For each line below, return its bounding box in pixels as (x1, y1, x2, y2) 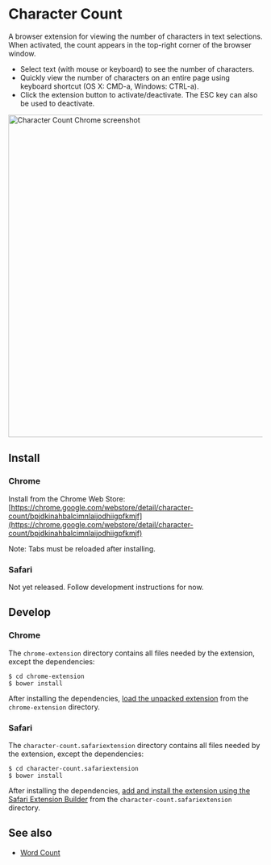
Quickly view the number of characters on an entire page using (19, 73, 230, 82)
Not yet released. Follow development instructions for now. (8, 582, 204, 592)
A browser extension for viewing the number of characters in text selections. (8, 31, 263, 41)
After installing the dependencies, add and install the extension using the (8, 785, 251, 795)
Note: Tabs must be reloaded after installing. (8, 543, 156, 553)
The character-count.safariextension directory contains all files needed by (8, 740, 261, 750)
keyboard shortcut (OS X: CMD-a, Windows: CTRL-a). (19, 81, 199, 91)
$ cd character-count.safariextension (8, 764, 139, 772)
